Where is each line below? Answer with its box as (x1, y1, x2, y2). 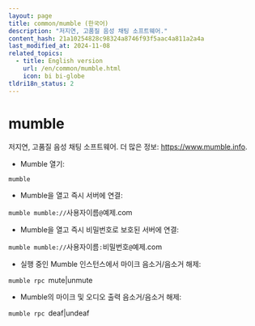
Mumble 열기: (19, 159, 65, 169)
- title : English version (15, 57, 104, 66)
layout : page (8, 11, 53, 20)
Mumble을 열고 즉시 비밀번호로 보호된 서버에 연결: (19, 225, 180, 235)
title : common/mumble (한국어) (8, 19, 109, 28)
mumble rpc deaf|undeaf (8, 308, 90, 318)
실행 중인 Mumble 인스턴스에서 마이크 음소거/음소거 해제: (19, 260, 202, 269)
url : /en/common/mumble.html (23, 65, 121, 73)
